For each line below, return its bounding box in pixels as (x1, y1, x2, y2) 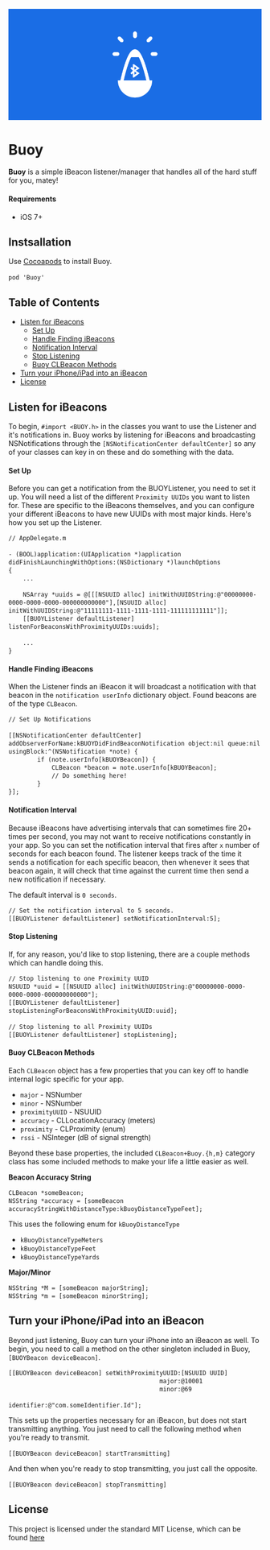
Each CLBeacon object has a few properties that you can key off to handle (8, 1066, 249, 1076)
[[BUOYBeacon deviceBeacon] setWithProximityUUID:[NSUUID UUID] (8, 1369, 228, 1377)
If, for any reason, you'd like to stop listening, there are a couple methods (8, 949, 251, 959)
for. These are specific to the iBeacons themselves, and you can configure (8, 501, 255, 510)
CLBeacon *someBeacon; (8, 1189, 84, 1197)
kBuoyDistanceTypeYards (19, 1254, 100, 1262)
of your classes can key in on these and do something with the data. (8, 448, 235, 457)
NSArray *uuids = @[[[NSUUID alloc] (22, 591, 146, 599)
